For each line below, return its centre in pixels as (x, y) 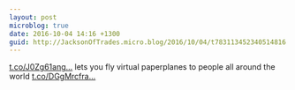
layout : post (33, 17)
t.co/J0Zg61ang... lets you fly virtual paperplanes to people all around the (142, 67)
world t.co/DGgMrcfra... (53, 77)
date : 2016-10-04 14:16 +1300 (65, 34)
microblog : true (39, 26)
